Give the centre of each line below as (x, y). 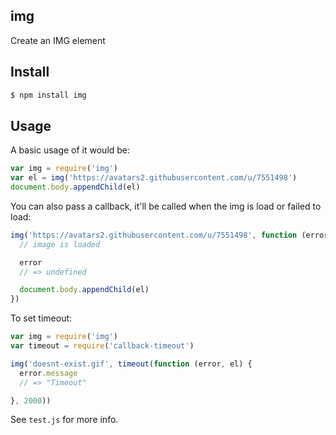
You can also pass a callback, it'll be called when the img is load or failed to (166, 206)
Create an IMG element (58, 40)
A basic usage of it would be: (70, 150)
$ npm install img (48, 95)
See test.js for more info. (64, 420)
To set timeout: (41, 318)
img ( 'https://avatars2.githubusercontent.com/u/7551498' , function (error (169, 235)
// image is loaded (60, 244)
